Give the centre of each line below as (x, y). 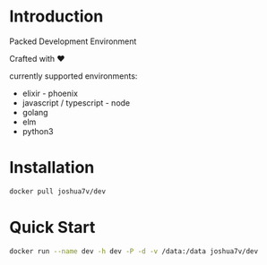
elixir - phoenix (50, 93)
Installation (52, 168)
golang (35, 112)
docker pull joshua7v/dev (57, 191)
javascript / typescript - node (76, 103)
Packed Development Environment (73, 41)
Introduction (56, 17)
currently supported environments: (73, 76)
